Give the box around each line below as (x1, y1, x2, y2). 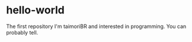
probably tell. (6, 29, 39, 36)
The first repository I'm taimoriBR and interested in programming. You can (6, 23, 187, 30)
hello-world (6, 3, 65, 17)
